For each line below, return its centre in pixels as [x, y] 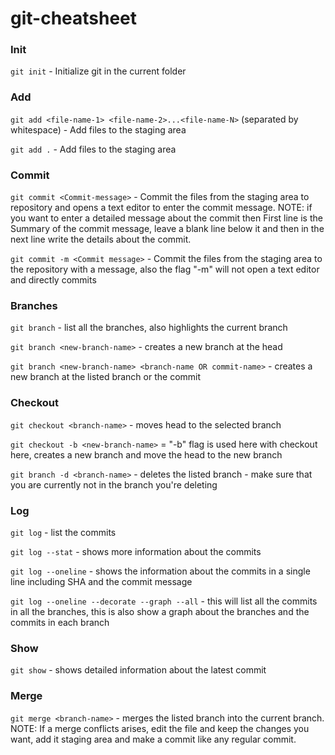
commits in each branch [60, 622]
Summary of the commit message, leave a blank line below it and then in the [167, 229]
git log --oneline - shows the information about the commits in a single [160, 571]
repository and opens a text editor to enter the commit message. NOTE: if [161, 208]
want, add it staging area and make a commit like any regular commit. [153, 739]
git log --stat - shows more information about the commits [136, 551]
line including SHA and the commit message [101, 581]
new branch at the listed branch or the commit [106, 377]
